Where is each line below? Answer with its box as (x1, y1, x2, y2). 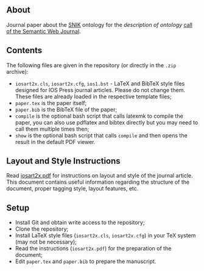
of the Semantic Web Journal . (6, 27, 81, 35)
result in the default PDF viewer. (15, 138, 96, 145)
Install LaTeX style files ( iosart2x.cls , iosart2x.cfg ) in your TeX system (15, 232, 196, 239)
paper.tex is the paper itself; (15, 99, 87, 106)
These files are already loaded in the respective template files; (15, 93, 172, 100)
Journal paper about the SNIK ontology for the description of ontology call (6, 21, 193, 28)
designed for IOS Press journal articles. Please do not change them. (15, 86, 186, 93)
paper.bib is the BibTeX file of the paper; (15, 106, 118, 113)
